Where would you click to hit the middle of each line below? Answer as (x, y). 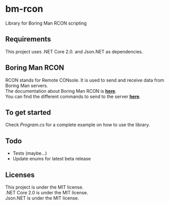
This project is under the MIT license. (44, 187)
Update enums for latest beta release (52, 159)
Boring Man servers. (27, 86)
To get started (28, 112)
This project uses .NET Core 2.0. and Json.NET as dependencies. (74, 51)
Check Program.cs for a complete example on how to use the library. (78, 125)
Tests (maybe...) (30, 153)
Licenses (20, 175)
